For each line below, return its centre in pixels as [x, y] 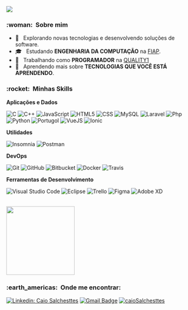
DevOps [17, 156]
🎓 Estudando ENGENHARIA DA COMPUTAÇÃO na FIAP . [88, 51]
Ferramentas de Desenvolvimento [50, 179]
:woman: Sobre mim [37, 24]
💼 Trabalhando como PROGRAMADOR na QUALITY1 [82, 60]
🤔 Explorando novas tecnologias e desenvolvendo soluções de [95, 38]
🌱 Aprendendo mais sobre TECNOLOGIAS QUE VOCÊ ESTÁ [91, 66]
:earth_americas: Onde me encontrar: [64, 287]
